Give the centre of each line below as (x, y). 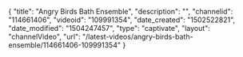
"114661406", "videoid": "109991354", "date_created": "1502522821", (122, 20)
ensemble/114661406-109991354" (65, 45)
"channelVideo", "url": (45, 36)
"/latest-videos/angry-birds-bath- (138, 36)
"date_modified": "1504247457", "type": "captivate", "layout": (109, 28)
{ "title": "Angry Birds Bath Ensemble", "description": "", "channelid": (121, 11)
